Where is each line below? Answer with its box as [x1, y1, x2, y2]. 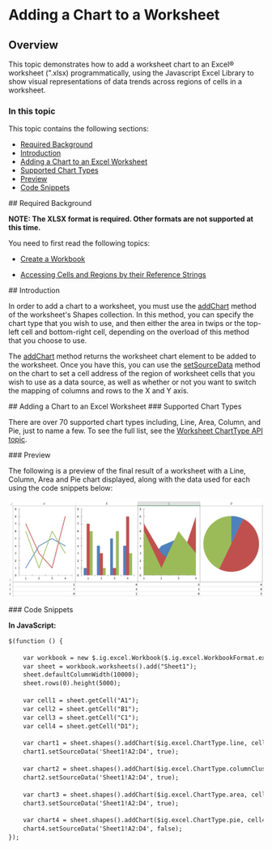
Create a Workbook [19, 254, 86, 264]
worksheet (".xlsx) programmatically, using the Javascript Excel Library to [8, 68, 254, 78]
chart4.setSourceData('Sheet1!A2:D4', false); [23, 825, 183, 833]
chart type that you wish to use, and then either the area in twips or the [8, 319, 245, 328]
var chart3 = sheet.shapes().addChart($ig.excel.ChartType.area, [23, 791, 249, 799]
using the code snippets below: [8, 483, 113, 493]
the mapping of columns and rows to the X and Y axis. [8, 386, 189, 396]
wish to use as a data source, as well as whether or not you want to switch [8, 377, 257, 387]
